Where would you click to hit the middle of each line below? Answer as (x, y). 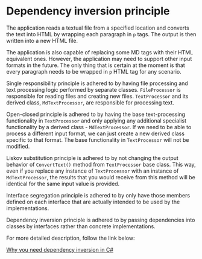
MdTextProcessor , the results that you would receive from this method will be (101, 177)
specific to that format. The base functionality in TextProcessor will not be (98, 139)
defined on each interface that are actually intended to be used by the (93, 202)
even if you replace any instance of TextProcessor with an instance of (93, 171)
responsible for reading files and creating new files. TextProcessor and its (97, 96)
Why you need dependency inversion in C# (60, 249)
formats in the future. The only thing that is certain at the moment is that (96, 65)
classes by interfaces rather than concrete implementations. (81, 226)
